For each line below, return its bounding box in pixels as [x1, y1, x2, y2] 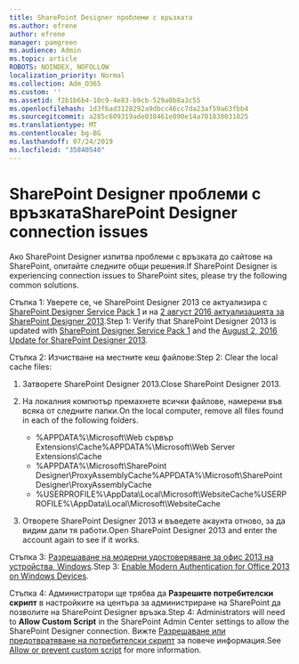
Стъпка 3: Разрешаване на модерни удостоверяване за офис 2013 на [9, 551, 274, 562]
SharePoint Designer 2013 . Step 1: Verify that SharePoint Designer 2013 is [9, 315, 277, 326]
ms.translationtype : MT [9, 121, 98, 130]
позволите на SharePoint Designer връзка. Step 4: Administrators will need [9, 606, 286, 617]
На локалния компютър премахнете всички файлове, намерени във [21, 395, 283, 406]
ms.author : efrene [9, 21, 77, 30]
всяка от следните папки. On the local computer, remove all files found [21, 405, 284, 416]
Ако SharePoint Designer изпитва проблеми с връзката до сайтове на [9, 251, 273, 262]
